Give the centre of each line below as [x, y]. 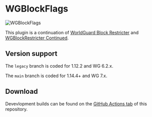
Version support [31, 54]
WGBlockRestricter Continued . [37, 38]
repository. [16, 109]
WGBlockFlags [37, 9]
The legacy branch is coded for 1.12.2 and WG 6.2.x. [59, 66]
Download [21, 92]
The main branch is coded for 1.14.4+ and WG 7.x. [56, 76]
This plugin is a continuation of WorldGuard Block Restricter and [72, 32]
